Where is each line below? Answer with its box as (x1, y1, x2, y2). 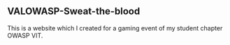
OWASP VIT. (7, 31, 43, 39)
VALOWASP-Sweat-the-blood (7, 6, 141, 17)
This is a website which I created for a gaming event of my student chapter (7, 24, 223, 32)
